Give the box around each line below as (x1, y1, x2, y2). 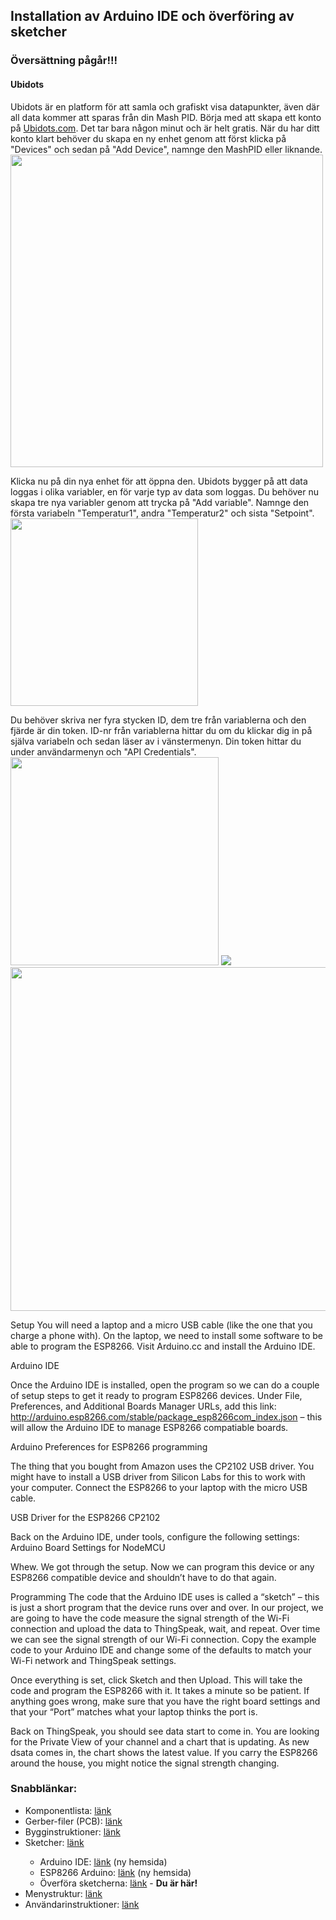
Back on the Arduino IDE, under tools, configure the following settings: (10, 1530, 300, 1543)
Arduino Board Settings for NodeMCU (10, 1541, 166, 1553)
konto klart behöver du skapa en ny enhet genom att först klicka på (10, 132, 287, 144)
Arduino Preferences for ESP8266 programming (10, 1440, 208, 1453)
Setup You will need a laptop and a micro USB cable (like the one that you (10, 1319, 313, 1331)
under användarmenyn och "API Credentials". (10, 745, 197, 758)
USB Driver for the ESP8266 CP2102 (10, 1511, 161, 1523)
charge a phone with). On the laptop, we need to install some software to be (10, 1329, 323, 1341)
